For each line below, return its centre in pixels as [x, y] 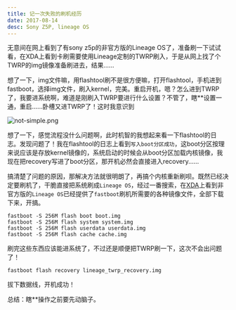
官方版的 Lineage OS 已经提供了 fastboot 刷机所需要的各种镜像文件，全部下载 [116, 194]
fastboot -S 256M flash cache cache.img [67, 235]
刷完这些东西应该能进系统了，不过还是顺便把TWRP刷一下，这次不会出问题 [115, 248]
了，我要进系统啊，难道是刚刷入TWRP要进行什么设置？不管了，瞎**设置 [112, 98]
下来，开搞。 [26, 203]
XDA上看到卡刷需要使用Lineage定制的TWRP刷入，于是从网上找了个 [123, 56]
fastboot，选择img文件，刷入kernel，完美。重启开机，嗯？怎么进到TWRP [113, 89]
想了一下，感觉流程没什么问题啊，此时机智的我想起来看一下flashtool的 [109, 135]
